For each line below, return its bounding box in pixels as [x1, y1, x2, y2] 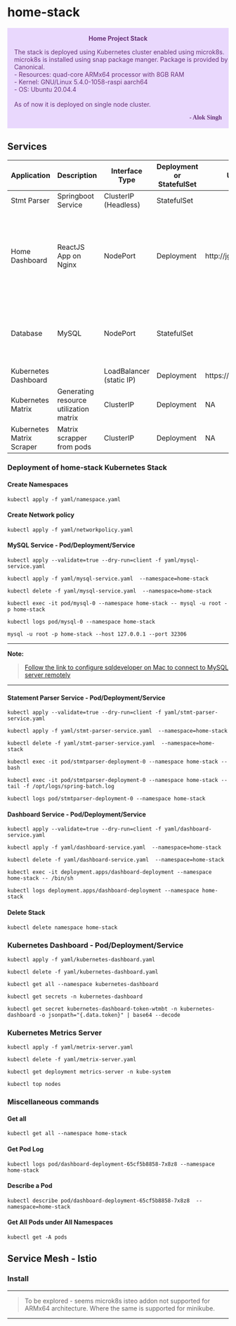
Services [7, 141, 48, 153]
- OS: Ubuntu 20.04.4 [13, 85, 77, 94]
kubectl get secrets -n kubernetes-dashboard [7, 993, 143, 1000]
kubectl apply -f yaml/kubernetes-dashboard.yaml [7, 956, 156, 963]
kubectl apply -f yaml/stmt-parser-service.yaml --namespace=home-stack [7, 728, 228, 735]
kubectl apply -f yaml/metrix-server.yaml [7, 1044, 133, 1051]
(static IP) [104, 374, 136, 384]
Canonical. [13, 63, 46, 71]
